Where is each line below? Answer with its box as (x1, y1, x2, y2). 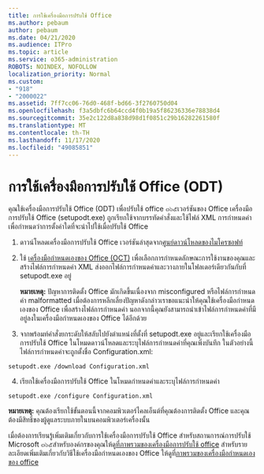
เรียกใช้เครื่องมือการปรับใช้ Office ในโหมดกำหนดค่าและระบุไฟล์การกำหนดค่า (19, 376, 220, 386)
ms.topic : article (8, 48, 69, 56)
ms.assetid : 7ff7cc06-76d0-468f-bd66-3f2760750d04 (8, 99, 178, 107)
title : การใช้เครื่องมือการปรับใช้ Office (8, 11, 113, 20)
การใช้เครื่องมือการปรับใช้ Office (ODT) (8, 177, 224, 196)
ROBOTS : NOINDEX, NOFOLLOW (8, 63, 97, 71)
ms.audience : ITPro (8, 41, 73, 49)
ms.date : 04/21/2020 (8, 33, 76, 42)
